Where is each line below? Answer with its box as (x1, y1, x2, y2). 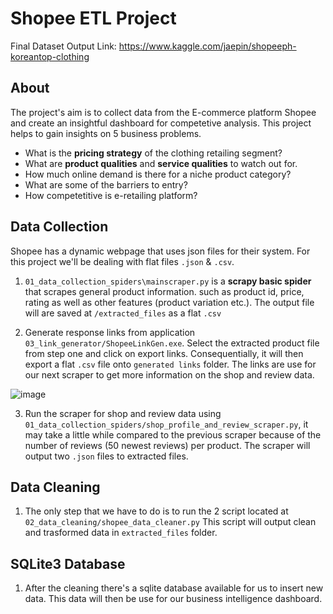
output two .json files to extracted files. (24, 450, 189, 462)
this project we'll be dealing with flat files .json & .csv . (10, 255, 235, 267)
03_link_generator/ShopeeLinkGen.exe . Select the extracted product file (24, 337, 320, 349)
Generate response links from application (24, 326, 196, 338)
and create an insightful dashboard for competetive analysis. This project (10, 117, 312, 129)
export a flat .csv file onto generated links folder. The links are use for (24, 358, 317, 370)
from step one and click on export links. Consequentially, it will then (24, 347, 304, 359)
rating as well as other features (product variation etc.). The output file (24, 296, 315, 308)
